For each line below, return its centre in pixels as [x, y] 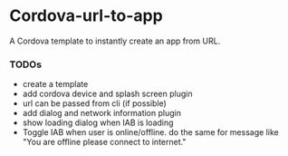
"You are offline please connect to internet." [104, 142]
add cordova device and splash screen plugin [107, 94]
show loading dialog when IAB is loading [98, 122]
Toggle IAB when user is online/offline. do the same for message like [150, 132]
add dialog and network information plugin [101, 113]
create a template [55, 84]
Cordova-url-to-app [86, 16]
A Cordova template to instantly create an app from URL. [115, 41]
